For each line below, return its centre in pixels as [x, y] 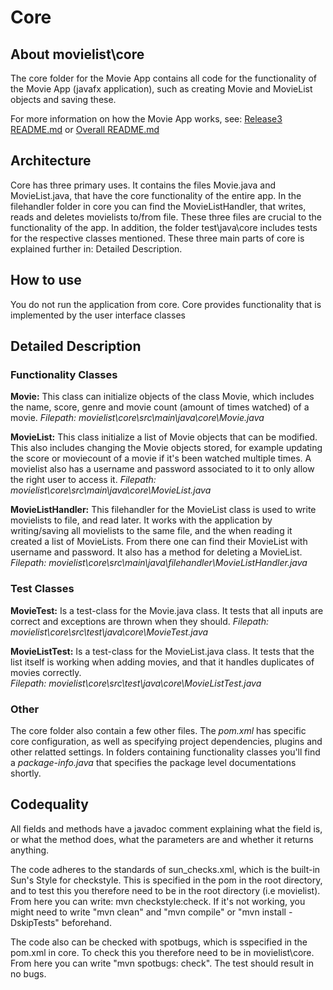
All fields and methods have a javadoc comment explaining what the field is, [166, 828]
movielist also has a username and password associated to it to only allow [162, 469]
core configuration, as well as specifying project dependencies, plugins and [166, 741]
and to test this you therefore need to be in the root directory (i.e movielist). [165, 890]
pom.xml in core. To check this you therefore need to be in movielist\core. [162, 952]
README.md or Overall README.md [85, 129]
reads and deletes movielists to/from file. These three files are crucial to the [166, 217]
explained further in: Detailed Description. [96, 248]
